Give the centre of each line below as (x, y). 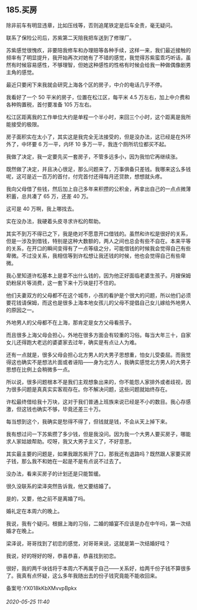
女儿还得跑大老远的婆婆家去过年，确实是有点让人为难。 (73, 342)
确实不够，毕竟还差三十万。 (70, 409)
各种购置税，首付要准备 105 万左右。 (50, 105)
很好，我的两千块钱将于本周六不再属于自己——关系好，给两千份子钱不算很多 (98, 568)
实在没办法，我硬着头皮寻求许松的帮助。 (55, 221)
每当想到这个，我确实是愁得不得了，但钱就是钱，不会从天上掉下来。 (88, 422)
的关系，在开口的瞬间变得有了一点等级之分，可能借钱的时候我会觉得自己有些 (98, 248)
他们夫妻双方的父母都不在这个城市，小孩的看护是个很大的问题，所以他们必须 (98, 295)
